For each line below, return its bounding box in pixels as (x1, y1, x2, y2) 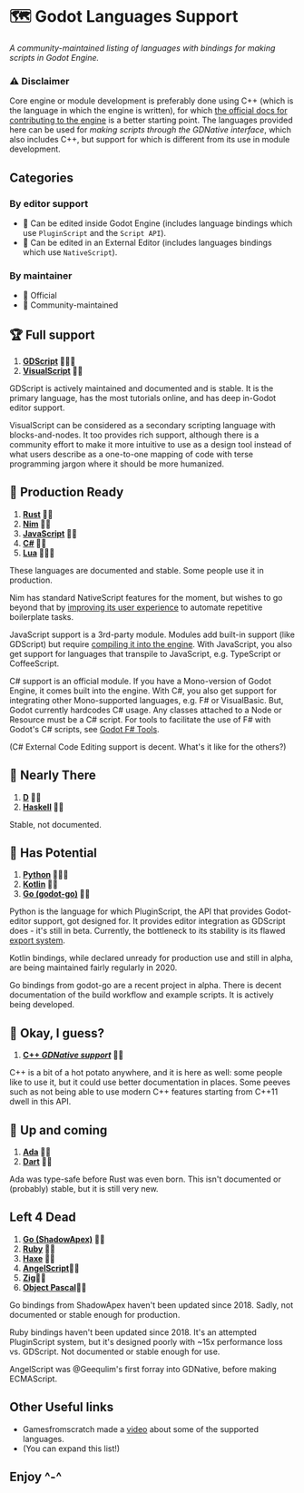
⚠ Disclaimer (9, 74, 70, 87)
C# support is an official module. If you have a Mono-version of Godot (9, 675, 272, 686)
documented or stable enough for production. (9, 1309, 181, 1320)
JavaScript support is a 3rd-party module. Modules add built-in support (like (9, 629, 295, 640)
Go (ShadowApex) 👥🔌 (22, 1233, 106, 1244)
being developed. (9, 999, 75, 1010)
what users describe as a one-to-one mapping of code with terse (9, 449, 254, 460)
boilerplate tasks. (9, 611, 74, 622)
